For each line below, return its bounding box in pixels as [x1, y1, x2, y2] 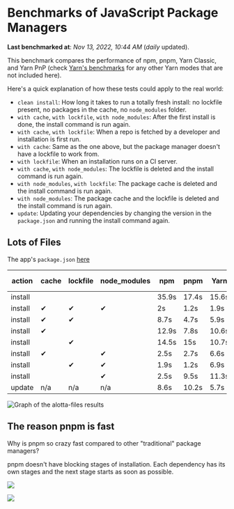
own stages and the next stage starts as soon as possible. [7, 467, 174, 476]
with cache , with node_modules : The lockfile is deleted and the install [17, 164, 214, 173]
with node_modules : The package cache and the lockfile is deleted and [17, 194, 219, 203]
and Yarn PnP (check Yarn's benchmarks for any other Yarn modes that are [7, 63, 224, 72]
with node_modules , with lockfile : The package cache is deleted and [17, 179, 217, 187]
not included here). [7, 71, 62, 79]
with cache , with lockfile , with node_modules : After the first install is [17, 113, 216, 121]
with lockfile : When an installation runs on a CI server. [17, 157, 178, 165]
